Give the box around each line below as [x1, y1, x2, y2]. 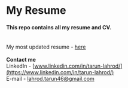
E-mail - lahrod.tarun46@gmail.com [6, 75, 95, 83]
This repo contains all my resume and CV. [6, 23, 112, 31]
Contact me [6, 56, 36, 63]
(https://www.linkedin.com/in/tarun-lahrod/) [6, 69, 114, 76]
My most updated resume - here [6, 43, 86, 51]
